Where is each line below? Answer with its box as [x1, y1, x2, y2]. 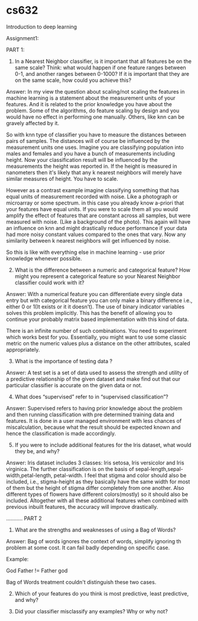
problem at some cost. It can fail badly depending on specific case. [6, 544, 170, 551]
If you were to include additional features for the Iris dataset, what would [14, 441, 191, 448]
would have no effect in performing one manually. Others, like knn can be [6, 113, 185, 120]
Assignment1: [6, 34, 39, 42]
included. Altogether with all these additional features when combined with [6, 496, 189, 504]
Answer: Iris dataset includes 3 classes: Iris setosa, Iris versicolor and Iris [6, 459, 184, 466]
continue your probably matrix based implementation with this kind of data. [6, 316, 189, 323]
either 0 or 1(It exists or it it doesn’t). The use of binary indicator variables [6, 303, 185, 310]
